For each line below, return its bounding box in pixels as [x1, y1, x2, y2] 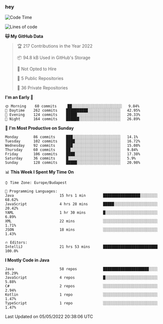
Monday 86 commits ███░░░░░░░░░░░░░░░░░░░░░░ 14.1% [5, 135, 138, 140]
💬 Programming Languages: [5, 189, 57, 194]
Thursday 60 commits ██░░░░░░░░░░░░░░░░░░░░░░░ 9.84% [5, 147, 138, 152]
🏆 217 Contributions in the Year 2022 [17, 43, 93, 49]
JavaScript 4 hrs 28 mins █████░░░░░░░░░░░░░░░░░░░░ [5, 202, 158, 207]
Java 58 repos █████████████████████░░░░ [5, 267, 158, 272]
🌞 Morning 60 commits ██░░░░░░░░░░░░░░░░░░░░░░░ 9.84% [5, 104, 140, 109]
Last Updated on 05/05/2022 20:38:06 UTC [5, 314, 93, 320]
